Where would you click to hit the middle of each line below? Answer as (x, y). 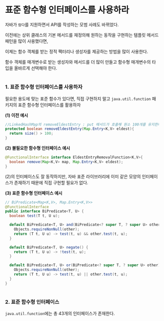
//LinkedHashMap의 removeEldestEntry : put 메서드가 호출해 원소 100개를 (75, 124)
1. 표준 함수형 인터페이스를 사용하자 (44, 87)
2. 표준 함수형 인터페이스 (32, 302)
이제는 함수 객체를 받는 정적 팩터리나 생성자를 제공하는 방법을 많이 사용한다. (77, 51)
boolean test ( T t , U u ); (35, 216)
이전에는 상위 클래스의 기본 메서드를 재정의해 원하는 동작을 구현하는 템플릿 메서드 (82, 35)
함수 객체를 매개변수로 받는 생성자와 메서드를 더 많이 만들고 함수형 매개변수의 (78, 62)
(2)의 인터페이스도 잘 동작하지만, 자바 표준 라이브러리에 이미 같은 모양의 (73, 176)
